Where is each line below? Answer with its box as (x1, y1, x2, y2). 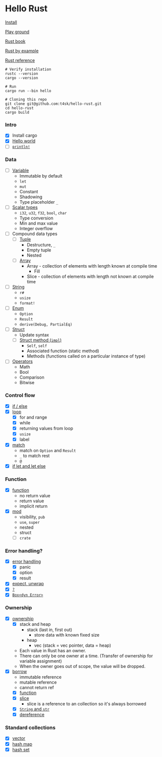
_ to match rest (19, 453, 50, 459)
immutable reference (19, 674, 62, 680)
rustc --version (5, 71, 38, 76)
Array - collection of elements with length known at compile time (26, 263, 158, 269)
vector (12, 735, 25, 741)
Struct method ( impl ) (19, 337, 62, 343)
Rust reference (5, 57, 35, 63)
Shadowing (19, 194, 43, 200)
